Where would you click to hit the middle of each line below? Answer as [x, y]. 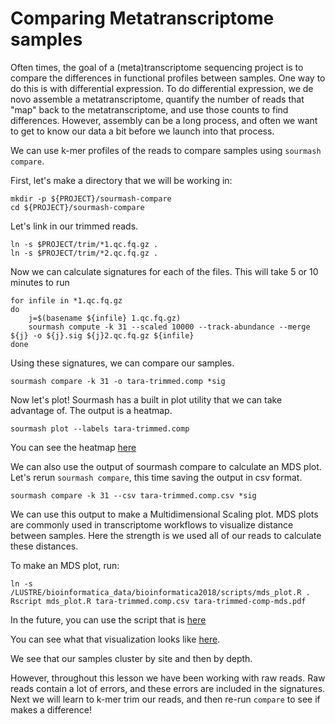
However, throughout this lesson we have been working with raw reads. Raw [168, 678]
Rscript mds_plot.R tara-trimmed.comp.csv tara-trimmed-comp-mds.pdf [158, 601]
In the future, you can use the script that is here [108, 619]
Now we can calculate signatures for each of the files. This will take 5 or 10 [164, 271]
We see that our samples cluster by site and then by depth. [131, 658]
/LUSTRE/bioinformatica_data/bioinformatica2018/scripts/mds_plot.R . [160, 592]
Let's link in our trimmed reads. [74, 226]
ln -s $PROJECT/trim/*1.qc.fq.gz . [84, 244]
